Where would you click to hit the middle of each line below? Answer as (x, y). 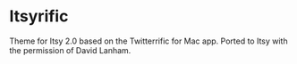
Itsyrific (39, 16)
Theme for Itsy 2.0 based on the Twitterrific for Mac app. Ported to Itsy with (148, 41)
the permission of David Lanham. (70, 50)
